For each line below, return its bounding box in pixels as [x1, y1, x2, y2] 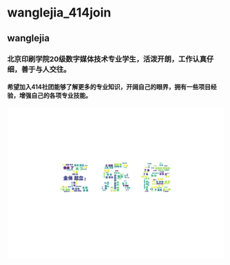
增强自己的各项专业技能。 [19, 92, 92, 100]
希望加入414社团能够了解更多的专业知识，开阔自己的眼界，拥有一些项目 [7, 83, 211, 91]
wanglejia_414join [7, 5, 112, 21]
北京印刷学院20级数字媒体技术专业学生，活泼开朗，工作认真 [7, 54, 207, 63]
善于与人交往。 [21, 64, 71, 74]
